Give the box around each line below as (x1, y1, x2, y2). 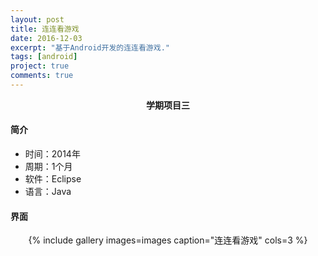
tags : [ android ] (10, 52, 78, 62)
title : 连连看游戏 (10, 24, 80, 34)
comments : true (10, 71, 74, 81)
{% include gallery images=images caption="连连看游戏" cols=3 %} (28, 234, 308, 246)
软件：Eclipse (24, 173, 82, 185)
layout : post (10, 14, 65, 25)
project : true (10, 61, 70, 71)
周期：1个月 (24, 161, 73, 173)
